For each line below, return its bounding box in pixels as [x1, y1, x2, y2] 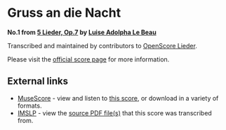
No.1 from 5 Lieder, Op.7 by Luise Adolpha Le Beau [7, 28, 157, 36]
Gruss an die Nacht [7, 5, 121, 21]
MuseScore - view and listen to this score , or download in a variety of [17, 94, 219, 102]
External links [7, 75, 69, 87]
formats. [17, 101, 42, 110]
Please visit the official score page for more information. [7, 55, 170, 64]
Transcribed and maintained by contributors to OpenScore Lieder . [7, 41, 198, 50]
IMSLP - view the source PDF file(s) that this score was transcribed [17, 108, 212, 117]
